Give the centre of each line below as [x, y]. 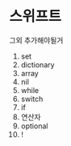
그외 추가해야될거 [36, 40]
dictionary [38, 64]
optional [34, 126]
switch [32, 99]
